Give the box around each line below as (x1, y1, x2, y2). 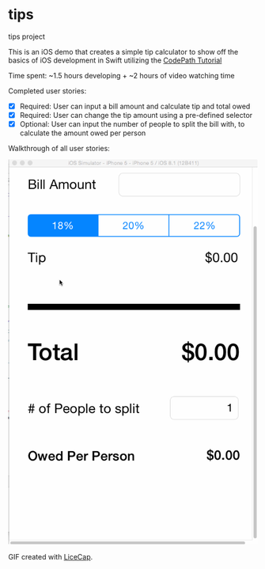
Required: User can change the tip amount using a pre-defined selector (19, 111, 253, 119)
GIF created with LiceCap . (8, 552, 93, 561)
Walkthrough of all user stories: (8, 144, 111, 154)
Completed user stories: (8, 85, 87, 96)
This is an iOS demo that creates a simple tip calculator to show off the (8, 47, 239, 56)
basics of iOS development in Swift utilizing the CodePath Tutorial (8, 55, 222, 65)
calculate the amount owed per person (19, 128, 146, 138)
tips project (8, 32, 46, 41)
